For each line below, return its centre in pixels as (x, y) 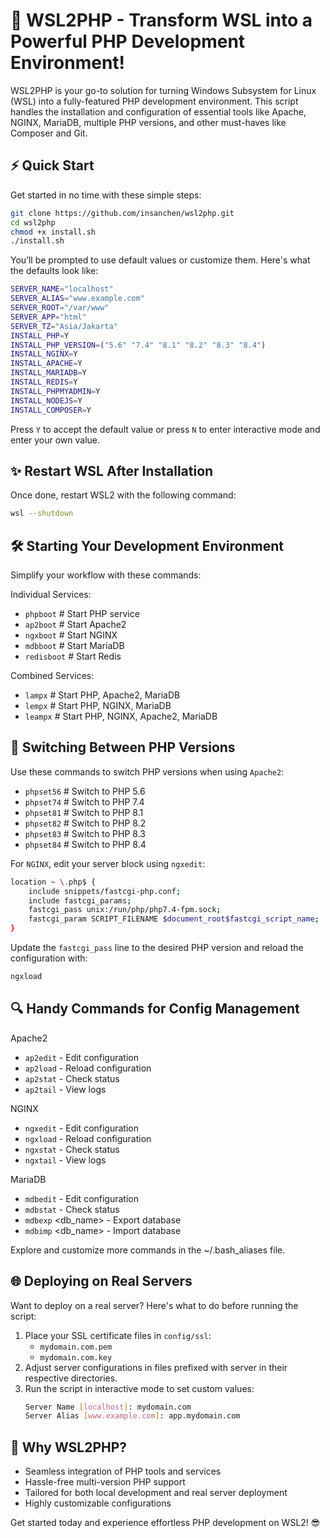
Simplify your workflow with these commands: (106, 575)
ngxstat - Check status (72, 1149)
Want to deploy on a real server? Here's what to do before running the (154, 1305)
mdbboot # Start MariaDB (74, 645)
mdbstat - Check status (72, 1209)
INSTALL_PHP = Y (40, 335)
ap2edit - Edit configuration (82, 1057)
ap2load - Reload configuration (88, 1068)
